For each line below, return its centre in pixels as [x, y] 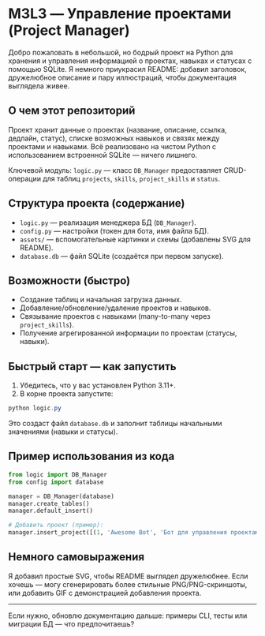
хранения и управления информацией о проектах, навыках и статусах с [130, 61]
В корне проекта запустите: [66, 394]
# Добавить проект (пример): [56, 526]
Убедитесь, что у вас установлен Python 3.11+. [97, 385]
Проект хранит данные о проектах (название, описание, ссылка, [118, 129]
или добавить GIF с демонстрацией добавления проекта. [105, 593]
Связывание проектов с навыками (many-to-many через [115, 316]
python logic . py [35, 408]
